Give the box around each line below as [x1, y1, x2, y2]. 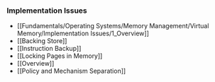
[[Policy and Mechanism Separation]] [16, 66, 126, 76]
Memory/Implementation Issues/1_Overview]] [16, 29, 150, 37]
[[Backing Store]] [16, 37, 67, 45]
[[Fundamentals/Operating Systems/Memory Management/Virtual [16, 22, 209, 30]
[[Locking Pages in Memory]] [16, 52, 103, 60]
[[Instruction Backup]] [16, 45, 82, 53]
